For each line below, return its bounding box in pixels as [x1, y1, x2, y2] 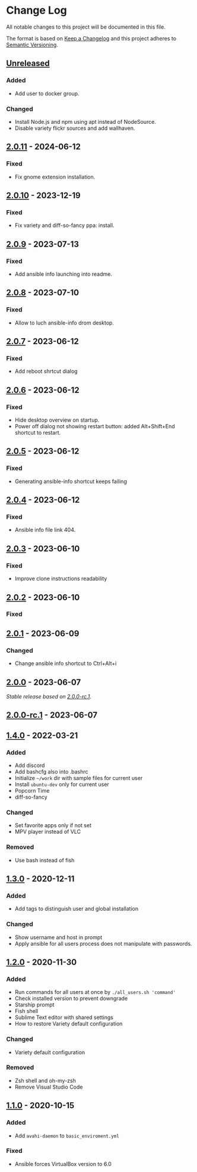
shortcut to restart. [14, 429, 61, 437]
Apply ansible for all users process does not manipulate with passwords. [14, 940, 192, 947]
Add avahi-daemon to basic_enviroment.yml [14, 1132, 120, 1139]
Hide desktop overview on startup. [14, 416, 100, 423]
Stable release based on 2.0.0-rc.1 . [6, 693, 92, 700]
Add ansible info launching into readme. [14, 270, 113, 278]
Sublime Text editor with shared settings [14, 1014, 114, 1021]
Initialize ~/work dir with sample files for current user [14, 775, 143, 781]
